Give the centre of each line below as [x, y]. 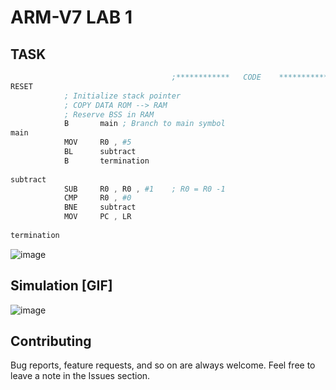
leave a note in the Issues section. [80, 376]
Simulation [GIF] [61, 286]
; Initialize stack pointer [122, 96]
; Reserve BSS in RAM [109, 114]
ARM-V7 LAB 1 [71, 17]
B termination [106, 161]
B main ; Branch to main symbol [144, 124]
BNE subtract [100, 207]
